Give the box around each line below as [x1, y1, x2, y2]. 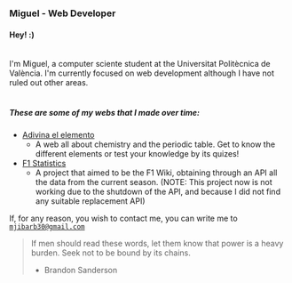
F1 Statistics [21, 158, 67, 169]
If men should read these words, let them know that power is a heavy [30, 239, 284, 249]
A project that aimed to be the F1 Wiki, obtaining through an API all [35, 167, 278, 178]
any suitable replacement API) [35, 196, 146, 206]
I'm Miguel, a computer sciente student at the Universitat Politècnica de [9, 59, 271, 69]
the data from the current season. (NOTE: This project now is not [35, 177, 272, 188]
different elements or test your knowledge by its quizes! [35, 149, 240, 159]
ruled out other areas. [9, 77, 89, 88]
